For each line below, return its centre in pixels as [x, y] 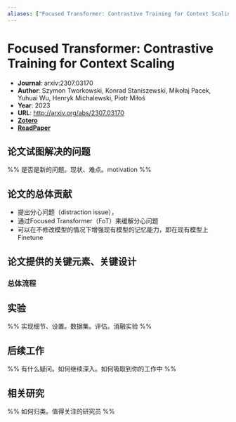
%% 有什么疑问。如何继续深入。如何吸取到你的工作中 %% [92, 369]
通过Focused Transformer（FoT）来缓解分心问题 [88, 221]
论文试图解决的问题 [49, 151]
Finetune [30, 238]
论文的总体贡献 [40, 194]
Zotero [27, 120]
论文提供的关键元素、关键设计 [72, 262]
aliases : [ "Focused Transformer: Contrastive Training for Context [108, 14]
